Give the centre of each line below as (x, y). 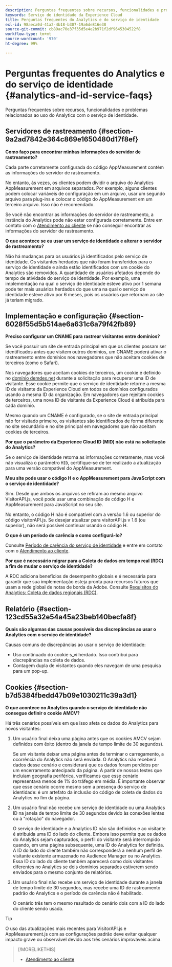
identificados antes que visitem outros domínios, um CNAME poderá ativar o (86, 352)
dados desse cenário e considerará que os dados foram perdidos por (86, 765)
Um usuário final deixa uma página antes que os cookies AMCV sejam (87, 738)
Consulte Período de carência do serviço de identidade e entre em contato (84, 545)
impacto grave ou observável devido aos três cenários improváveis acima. (84, 939)
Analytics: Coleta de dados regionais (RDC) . (52, 593)
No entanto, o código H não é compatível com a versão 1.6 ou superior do (83, 514)
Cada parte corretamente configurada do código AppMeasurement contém (84, 167)
